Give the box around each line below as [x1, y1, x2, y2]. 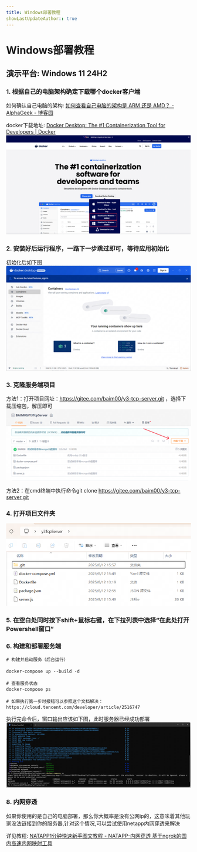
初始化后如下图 [6, 259, 42, 266]
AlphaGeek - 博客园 [6, 109, 54, 117]
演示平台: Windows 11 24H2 [6, 69, 108, 79]
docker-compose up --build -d [6, 668, 80, 674]
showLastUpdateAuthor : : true [6, 15, 77, 22]
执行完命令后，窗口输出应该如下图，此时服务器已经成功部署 [6, 715, 150, 722]
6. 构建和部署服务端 [6, 642, 62, 650]
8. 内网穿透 [6, 798, 38, 806]
